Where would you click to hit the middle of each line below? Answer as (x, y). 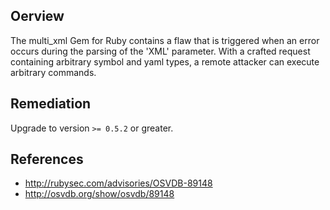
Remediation (51, 104)
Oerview (37, 16)
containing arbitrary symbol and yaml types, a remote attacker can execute (165, 61)
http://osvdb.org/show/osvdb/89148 (99, 194)
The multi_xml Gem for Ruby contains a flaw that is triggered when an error (165, 40)
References (47, 159)
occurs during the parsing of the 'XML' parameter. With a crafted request (160, 51)
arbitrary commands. (53, 72)
